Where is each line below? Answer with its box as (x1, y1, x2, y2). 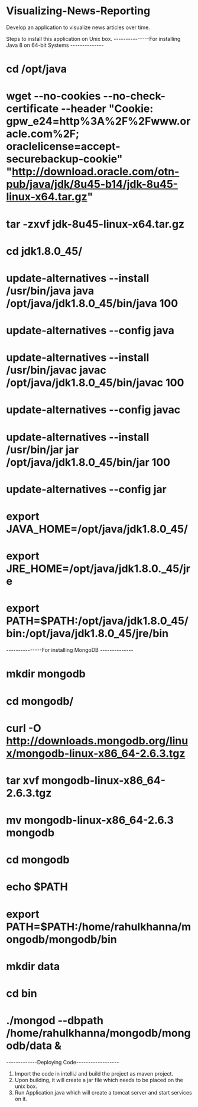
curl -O (6, 721, 41, 735)
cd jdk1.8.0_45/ (6, 244, 83, 258)
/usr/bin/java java (6, 284, 95, 297)
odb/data (6, 1039, 52, 1052)
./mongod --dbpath (6, 1014, 103, 1028)
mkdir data (6, 959, 60, 973)
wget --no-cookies (6, 89, 101, 103)
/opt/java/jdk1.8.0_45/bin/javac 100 (6, 376, 184, 389)
